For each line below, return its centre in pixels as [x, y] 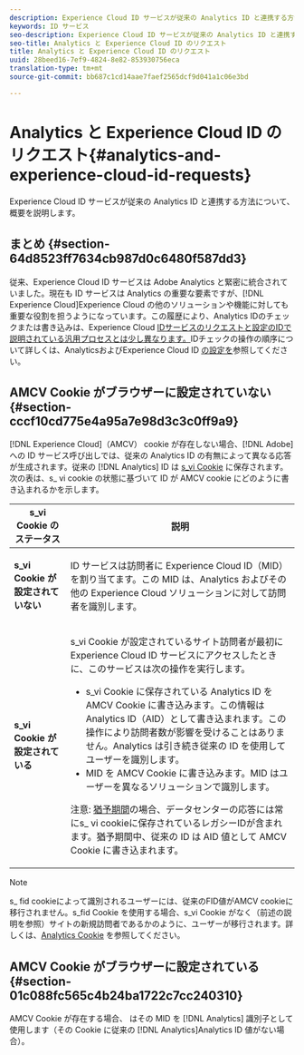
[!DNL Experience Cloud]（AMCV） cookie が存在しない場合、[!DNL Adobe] [152, 444]
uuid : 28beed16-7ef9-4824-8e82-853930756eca [95, 60]
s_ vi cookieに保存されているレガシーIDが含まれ [181, 824]
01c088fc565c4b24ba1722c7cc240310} [126, 996]
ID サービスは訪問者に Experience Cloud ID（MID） [179, 566]
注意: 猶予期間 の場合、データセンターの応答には [172, 810]
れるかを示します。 [68, 490]
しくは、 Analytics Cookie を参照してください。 [97, 935]
